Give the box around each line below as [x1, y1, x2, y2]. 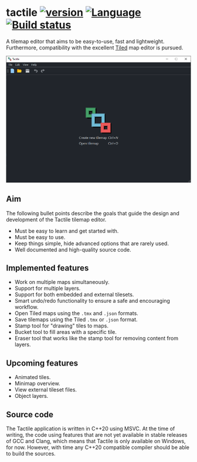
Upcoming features [6, 358, 78, 368]
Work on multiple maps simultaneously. [14, 279, 110, 286]
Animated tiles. [14, 374, 51, 381]
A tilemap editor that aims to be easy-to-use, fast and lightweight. [6, 38, 165, 45]
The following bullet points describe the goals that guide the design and [6, 209, 180, 217]
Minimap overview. [14, 380, 60, 387]
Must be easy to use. [14, 233, 66, 240]
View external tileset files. [14, 386, 77, 393]
